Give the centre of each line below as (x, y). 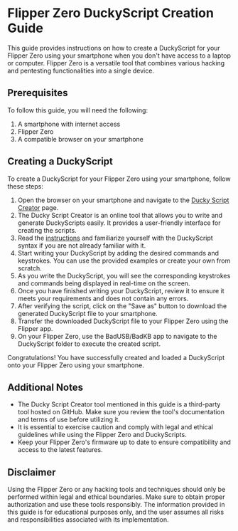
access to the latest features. (60, 450)
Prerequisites (38, 93)
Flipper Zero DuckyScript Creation (111, 13)
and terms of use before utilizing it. (69, 420)
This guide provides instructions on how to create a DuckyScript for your (114, 48)
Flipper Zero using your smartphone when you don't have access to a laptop (119, 56)
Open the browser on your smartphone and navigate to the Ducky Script (123, 200)
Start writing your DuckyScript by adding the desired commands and (118, 253)
